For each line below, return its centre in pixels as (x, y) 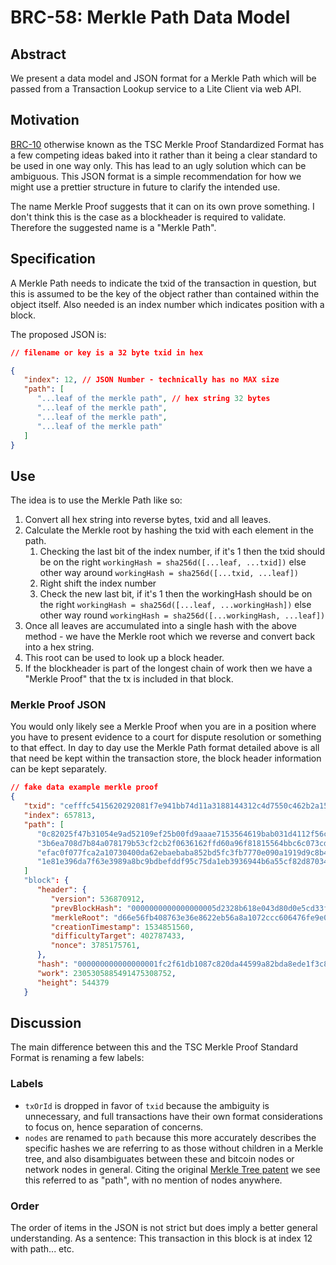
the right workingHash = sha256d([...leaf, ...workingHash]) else (175, 605)
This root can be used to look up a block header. (124, 658)
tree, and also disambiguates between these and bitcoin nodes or (159, 1158)
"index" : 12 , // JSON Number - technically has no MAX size (151, 380)
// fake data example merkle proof (84, 787)
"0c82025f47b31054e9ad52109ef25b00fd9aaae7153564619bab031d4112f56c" (184, 834)
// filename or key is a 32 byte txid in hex (107, 352)
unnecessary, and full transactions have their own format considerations (174, 1116)
